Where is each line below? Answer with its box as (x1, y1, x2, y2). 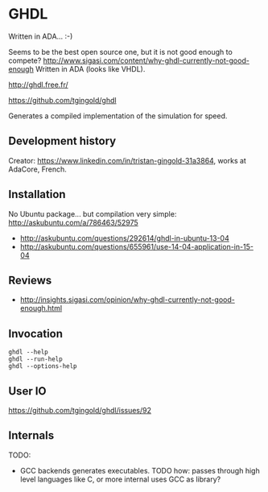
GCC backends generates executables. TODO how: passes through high (19, 465, 260, 475)
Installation (8, 188, 66, 201)
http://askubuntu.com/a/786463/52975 (8, 217, 138, 227)
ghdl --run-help (8, 355, 63, 363)
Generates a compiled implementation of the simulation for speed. (8, 110, 228, 121)
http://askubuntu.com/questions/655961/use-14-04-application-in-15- (19, 242, 254, 251)
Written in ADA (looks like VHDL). (35, 64, 146, 73)
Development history (8, 134, 117, 148)
